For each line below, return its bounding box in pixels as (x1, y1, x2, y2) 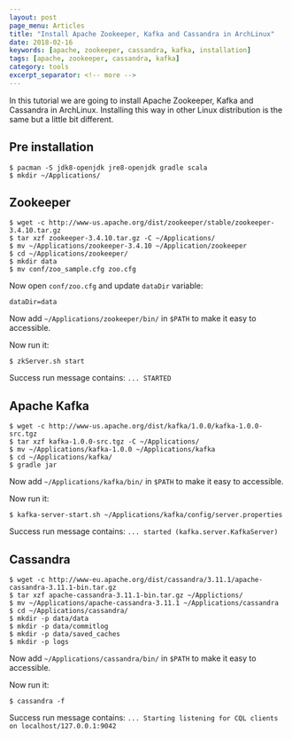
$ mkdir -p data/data (9, 614, 89, 623)
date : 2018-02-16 (9, 37, 73, 47)
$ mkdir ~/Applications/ (9, 170, 101, 180)
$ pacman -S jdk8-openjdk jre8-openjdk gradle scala (9, 163, 208, 172)
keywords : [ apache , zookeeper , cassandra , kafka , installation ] (9, 46, 251, 55)
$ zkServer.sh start (9, 357, 86, 366)
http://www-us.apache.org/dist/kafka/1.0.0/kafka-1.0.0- (48, 422, 264, 431)
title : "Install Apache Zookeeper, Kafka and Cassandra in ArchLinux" (9, 29, 275, 38)
